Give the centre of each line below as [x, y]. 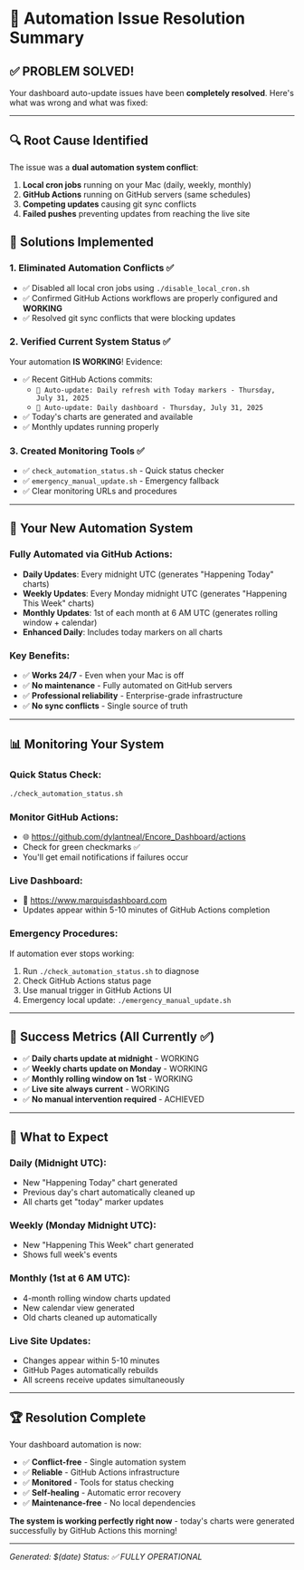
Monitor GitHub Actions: [64, 817]
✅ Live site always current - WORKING [96, 1089]
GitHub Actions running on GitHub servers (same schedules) [137, 194]
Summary [47, 38]
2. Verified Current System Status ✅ [90, 342]
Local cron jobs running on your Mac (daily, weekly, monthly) [137, 184]
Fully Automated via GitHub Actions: [91, 554]
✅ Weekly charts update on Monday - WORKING [115, 1068]
